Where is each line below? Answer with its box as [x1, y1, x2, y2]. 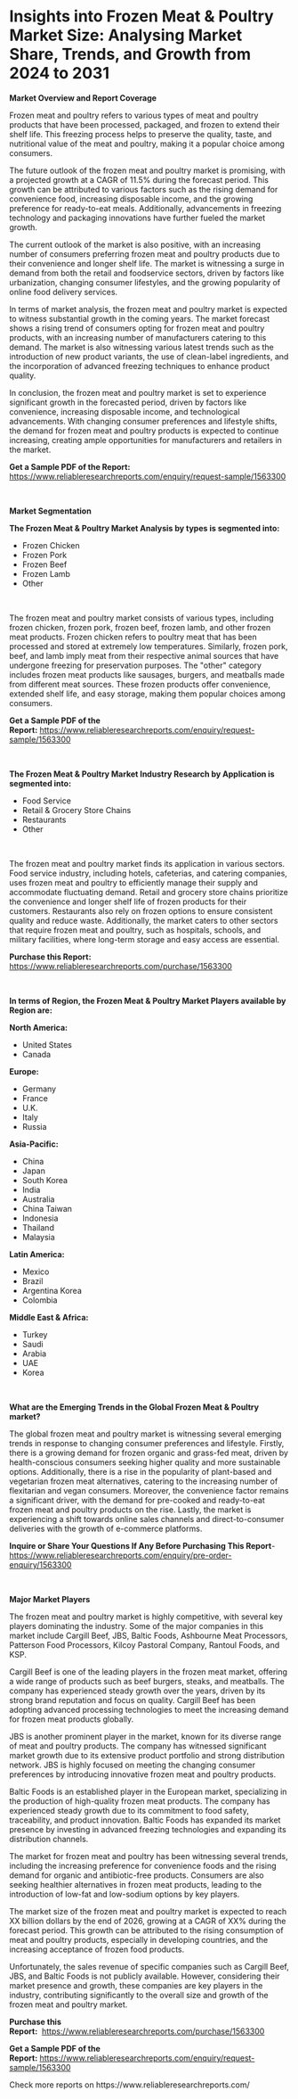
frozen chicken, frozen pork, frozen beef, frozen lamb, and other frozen [9, 621, 271, 632]
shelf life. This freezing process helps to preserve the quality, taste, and [9, 128, 272, 139]
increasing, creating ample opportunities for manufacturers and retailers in [9, 434, 283, 445]
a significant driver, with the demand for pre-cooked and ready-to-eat [9, 1494, 265, 1505]
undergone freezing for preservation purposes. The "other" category [9, 660, 262, 671]
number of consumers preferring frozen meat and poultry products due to [9, 248, 280, 259]
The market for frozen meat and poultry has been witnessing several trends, [9, 1850, 288, 1861]
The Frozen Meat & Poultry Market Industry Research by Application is [9, 769, 275, 779]
